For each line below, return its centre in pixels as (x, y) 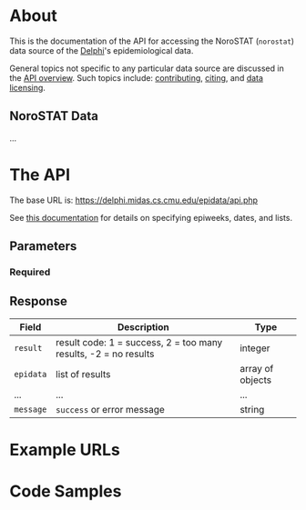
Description (143, 326)
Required (30, 272)
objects (255, 380)
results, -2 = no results (105, 354)
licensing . (27, 87)
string (252, 409)
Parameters (43, 246)
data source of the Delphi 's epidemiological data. (102, 50)
